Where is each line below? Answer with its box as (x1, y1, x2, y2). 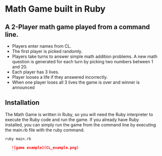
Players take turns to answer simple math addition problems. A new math (12, 53, 158, 59)
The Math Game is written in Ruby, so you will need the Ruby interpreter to (5, 111, 153, 117)
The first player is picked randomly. (12, 49, 83, 54)
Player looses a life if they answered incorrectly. (12, 74, 108, 80)
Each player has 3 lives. (12, 69, 59, 75)
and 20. (12, 64, 28, 69)
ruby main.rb (5, 136, 31, 141)
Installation (5, 99, 40, 107)
